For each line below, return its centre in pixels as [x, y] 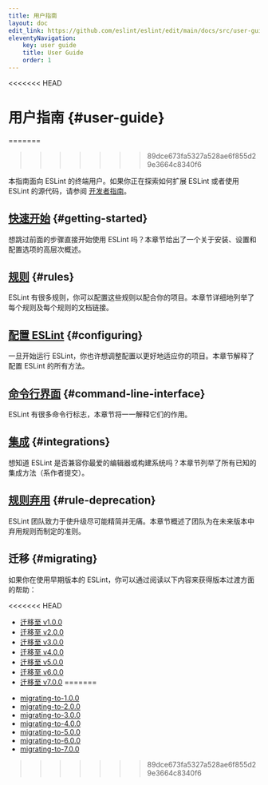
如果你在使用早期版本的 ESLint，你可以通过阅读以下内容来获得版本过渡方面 [132, 580]
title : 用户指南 [33, 16]
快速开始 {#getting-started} [78, 219]
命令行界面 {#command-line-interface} [107, 394]
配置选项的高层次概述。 [47, 249]
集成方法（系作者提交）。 [49, 472]
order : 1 [37, 61]
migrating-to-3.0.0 [50, 715]
